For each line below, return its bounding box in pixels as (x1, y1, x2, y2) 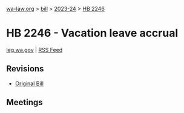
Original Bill (15, 80, 44, 87)
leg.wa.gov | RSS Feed (6, 46, 63, 53)
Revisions (6, 63, 44, 74)
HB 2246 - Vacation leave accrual (6, 27, 179, 40)
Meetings (6, 97, 44, 108)
